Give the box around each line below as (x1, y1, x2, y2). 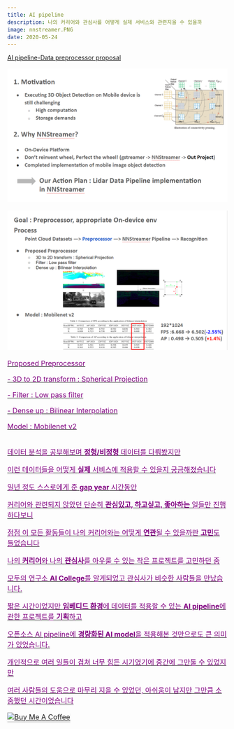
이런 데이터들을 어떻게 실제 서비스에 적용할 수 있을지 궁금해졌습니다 (7, 464, 217, 474)
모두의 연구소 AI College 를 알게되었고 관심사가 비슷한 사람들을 (7, 573, 203, 583)
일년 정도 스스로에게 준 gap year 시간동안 (7, 482, 138, 492)
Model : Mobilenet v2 (7, 421, 77, 431)
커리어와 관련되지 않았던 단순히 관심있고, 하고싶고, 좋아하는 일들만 (7, 499, 212, 509)
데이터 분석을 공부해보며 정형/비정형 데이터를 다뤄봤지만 (7, 447, 181, 457)
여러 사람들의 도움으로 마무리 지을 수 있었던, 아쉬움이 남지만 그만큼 (7, 685, 214, 695)
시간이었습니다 (28, 695, 74, 705)
